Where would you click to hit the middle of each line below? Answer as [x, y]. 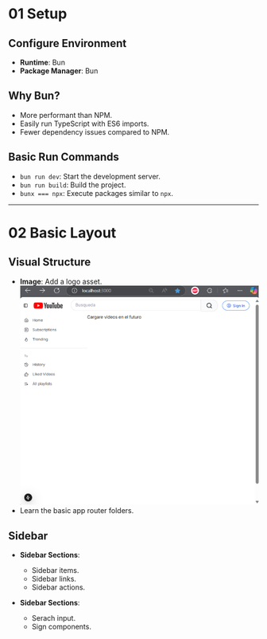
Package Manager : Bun [59, 71]
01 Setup [38, 14]
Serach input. [54, 617]
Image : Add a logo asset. [61, 281]
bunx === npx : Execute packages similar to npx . [96, 193]
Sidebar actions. [58, 587]
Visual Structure [50, 263]
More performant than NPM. [66, 115]
